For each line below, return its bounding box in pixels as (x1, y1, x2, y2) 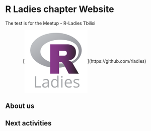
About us (5, 102, 35, 110)
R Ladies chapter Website (5, 4, 114, 15)
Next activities (5, 119, 52, 127)
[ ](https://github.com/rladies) (23, 58, 146, 64)
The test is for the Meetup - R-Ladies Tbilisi (5, 20, 96, 26)
